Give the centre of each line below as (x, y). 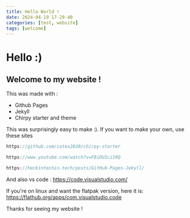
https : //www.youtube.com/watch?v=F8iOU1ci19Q (63, 157)
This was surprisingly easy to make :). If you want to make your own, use (95, 129)
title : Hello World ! (33, 12)
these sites (20, 136)
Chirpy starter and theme (45, 118)
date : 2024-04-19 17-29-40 (39, 17)
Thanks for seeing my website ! (45, 208)
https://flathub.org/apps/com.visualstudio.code (64, 197)
